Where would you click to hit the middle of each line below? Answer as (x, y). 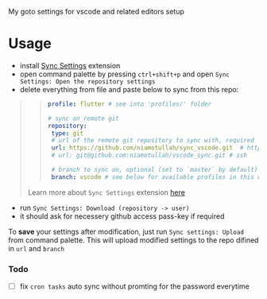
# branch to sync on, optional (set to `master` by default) (155, 170)
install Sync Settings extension (70, 65)
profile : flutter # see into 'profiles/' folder (130, 104)
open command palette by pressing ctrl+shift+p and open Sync (125, 74)
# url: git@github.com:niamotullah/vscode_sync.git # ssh (149, 155)
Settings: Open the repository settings (87, 82)
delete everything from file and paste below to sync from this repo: (129, 89)
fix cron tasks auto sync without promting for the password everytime (135, 286)
